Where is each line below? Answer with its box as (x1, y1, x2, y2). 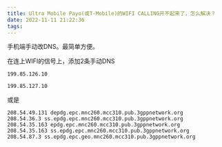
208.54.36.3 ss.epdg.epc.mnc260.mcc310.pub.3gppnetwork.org (7, 115, 184, 122)
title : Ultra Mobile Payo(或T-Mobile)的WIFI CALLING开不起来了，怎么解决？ (7, 10, 216, 17)
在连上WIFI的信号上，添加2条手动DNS (7, 57, 115, 65)
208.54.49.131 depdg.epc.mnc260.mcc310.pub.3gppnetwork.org (7, 109, 184, 117)
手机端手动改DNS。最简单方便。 (7, 43, 99, 51)
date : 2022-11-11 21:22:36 (7, 16, 85, 23)
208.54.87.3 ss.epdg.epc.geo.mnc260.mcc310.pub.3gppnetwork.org (7, 133, 196, 141)
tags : (7, 23, 23, 30)
